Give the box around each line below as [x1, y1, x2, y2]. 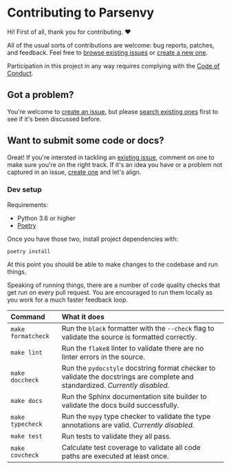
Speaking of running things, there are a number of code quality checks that [7, 281, 221, 289]
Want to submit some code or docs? [7, 135, 165, 146]
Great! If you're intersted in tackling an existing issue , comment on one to [7, 153, 214, 161]
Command [10, 312, 46, 322]
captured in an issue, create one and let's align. [7, 168, 142, 176]
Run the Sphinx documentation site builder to [61, 391, 208, 401]
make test [10, 432, 43, 440]
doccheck [10, 376, 39, 384]
